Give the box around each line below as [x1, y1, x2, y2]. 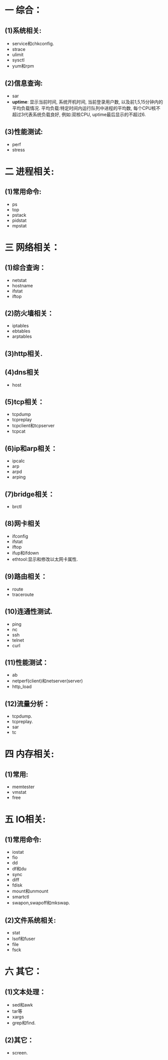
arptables [12, 333, 32, 339]
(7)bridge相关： [5, 490, 55, 498]
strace [12, 46, 26, 52]
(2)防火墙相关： [5, 309, 54, 318]
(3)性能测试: [5, 128, 43, 136]
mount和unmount [12, 888, 48, 894]
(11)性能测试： [5, 658, 49, 667]
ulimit [12, 51, 24, 57]
